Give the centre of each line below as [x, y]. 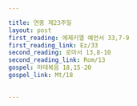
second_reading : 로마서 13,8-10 [60, 53]
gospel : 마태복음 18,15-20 [50, 68]
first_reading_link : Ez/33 [53, 45]
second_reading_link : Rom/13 [57, 60]
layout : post [30, 30]
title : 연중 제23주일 [40, 22]
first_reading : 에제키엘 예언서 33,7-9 [69, 38]
